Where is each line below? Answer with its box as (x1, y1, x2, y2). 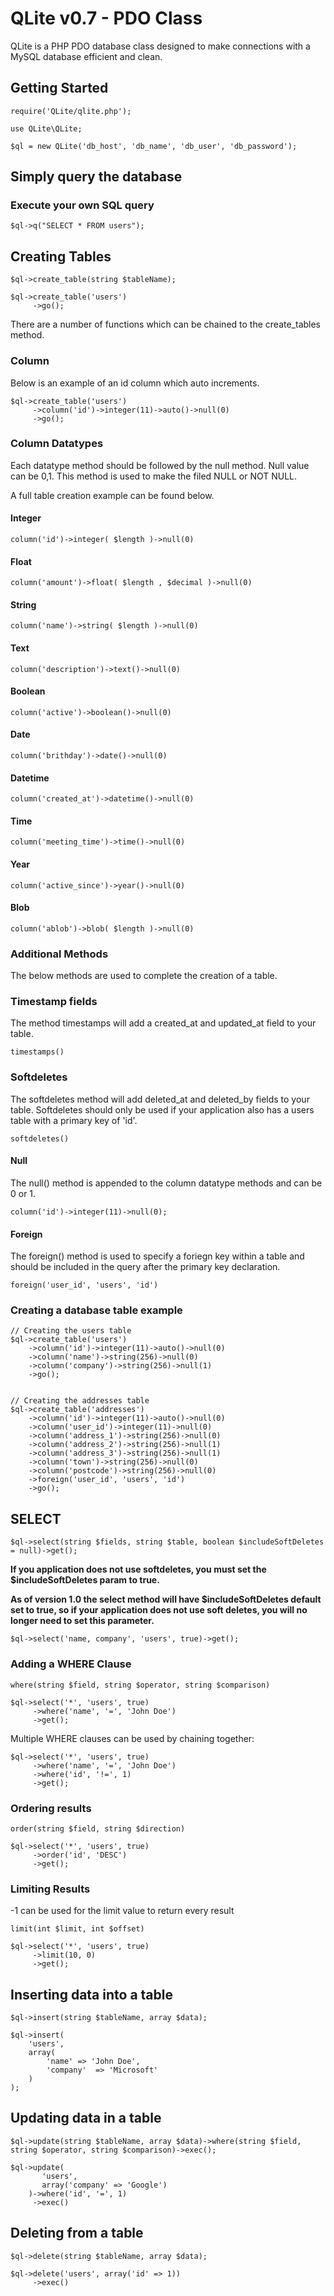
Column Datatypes (10, 437, 104, 451)
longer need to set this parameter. (10, 1615, 155, 1627)
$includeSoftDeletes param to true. (10, 1574, 160, 1586)
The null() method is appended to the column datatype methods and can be (10, 1177, 323, 1189)
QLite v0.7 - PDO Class (10, 7, 203, 30)
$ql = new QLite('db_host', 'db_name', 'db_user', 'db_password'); (10, 141, 298, 151)
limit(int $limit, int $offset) (10, 1924, 145, 1934)
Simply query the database (10, 168, 183, 186)
